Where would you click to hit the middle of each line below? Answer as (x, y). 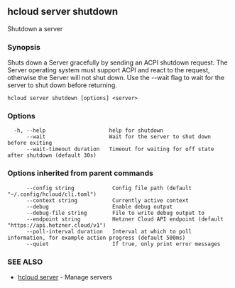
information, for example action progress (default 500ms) (97, 238)
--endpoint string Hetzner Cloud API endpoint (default (125, 219)
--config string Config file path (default (109, 188)
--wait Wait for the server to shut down (119, 137)
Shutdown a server (35, 28)
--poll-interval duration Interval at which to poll (109, 231)
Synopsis (24, 47)
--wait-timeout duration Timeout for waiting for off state (120, 149)
